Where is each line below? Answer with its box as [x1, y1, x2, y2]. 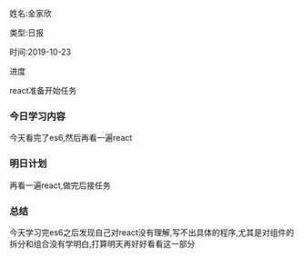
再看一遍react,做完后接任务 [9, 180, 111, 191]
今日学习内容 [9, 110, 66, 123]
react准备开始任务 [9, 85, 77, 95]
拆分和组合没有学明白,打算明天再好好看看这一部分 [9, 238, 196, 249]
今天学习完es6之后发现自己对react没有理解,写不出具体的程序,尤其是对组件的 [9, 226, 295, 238]
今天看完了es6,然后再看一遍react [9, 133, 133, 144]
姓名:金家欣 [9, 8, 53, 18]
